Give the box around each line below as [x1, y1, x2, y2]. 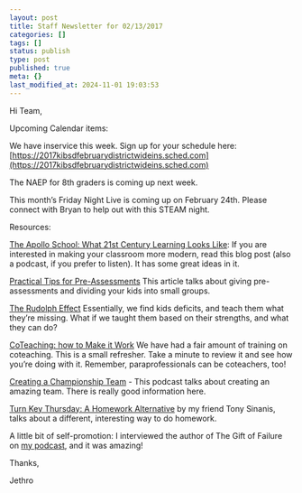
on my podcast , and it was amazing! [9, 440, 144, 451]
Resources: [9, 221, 51, 232]
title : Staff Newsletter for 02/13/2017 [9, 22, 164, 31]
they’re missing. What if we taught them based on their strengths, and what [9, 312, 289, 323]
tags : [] [9, 38, 42, 48]
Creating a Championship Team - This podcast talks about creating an [9, 376, 270, 386]
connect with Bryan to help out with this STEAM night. [9, 204, 210, 215]
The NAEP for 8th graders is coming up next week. [9, 177, 198, 188]
